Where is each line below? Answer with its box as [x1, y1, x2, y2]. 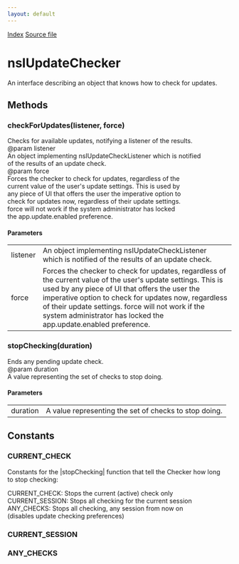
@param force [7, 167, 50, 175]
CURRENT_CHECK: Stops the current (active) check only [7, 489, 174, 497]
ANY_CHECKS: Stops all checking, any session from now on [7, 503, 184, 513]
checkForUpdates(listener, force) [7, 120, 125, 130]
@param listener [7, 144, 55, 153]
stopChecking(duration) [7, 341, 92, 351]
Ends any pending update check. [7, 357, 105, 365]
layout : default [7, 10, 55, 18]
